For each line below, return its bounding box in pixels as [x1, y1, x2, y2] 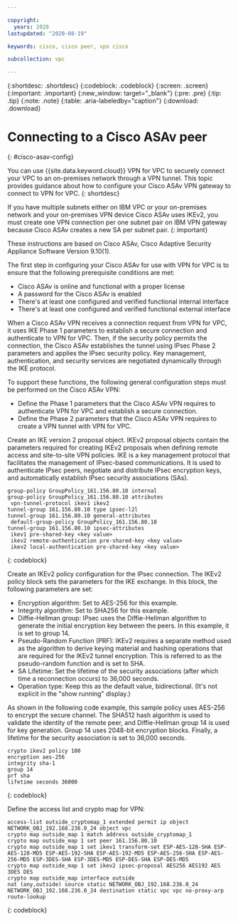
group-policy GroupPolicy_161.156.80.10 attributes [7, 494, 163, 501]
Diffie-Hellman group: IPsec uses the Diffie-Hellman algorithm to [17, 614, 207, 623]
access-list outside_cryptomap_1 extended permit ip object [7, 818, 190, 826]
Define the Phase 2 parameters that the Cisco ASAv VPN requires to [17, 415, 217, 423]
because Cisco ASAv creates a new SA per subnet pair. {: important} [7, 226, 208, 234]
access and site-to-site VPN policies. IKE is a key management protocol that [7, 451, 230, 459]
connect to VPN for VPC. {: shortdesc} [7, 189, 120, 198]
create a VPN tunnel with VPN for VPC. [17, 422, 132, 431]
